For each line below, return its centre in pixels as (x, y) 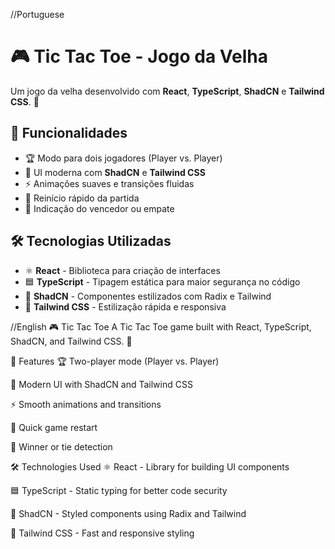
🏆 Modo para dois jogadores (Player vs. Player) (123, 158)
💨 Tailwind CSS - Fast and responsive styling (102, 533)
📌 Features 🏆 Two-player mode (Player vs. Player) (115, 361)
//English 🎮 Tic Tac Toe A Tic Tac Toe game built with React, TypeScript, (161, 326)
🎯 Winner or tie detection (61, 446)
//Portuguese (37, 14)
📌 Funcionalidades (69, 133)
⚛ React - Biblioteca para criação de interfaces (122, 270)
